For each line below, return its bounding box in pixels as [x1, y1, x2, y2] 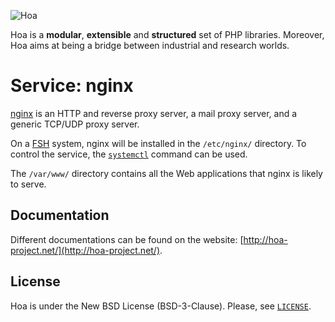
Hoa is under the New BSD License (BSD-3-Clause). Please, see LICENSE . [10, 300, 312, 312]
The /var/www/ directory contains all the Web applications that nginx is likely [10, 167, 323, 179]
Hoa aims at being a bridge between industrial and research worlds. [10, 40, 290, 51]
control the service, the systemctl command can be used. [10, 148, 248, 160]
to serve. [10, 178, 47, 190]
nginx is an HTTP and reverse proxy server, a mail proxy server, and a [10, 107, 298, 119]
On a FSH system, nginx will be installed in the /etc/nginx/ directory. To [10, 137, 307, 149]
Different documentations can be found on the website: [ [10, 233, 244, 245]
